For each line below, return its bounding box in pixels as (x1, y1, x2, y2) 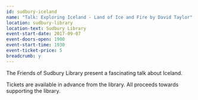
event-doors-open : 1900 (6, 36, 65, 42)
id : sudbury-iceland (6, 8, 58, 15)
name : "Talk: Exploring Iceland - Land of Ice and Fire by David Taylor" (6, 14, 193, 20)
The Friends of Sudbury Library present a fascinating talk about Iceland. (6, 69, 183, 76)
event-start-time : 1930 (6, 42, 65, 48)
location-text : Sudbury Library (6, 25, 86, 32)
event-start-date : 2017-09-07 (6, 31, 81, 37)
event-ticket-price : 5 (6, 48, 62, 54)
